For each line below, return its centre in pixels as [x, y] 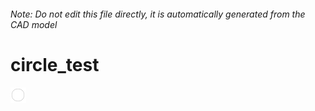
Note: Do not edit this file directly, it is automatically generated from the [158, 14]
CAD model [34, 24]
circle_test [55, 64]
